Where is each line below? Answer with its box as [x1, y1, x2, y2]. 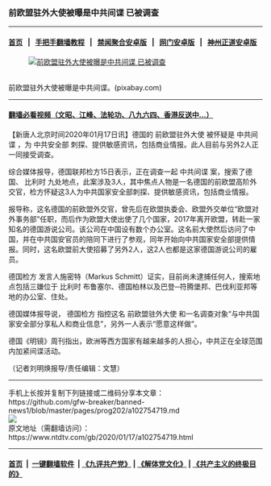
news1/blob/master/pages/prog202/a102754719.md [8, 405, 180, 415]
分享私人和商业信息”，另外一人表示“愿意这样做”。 [35, 318, 202, 328]
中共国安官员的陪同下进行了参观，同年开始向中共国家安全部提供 [35, 234, 248, 243]
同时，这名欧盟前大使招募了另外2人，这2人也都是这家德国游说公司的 [22, 244, 251, 254]
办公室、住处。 [22, 292, 73, 301]
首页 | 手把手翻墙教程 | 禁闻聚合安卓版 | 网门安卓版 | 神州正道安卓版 [8, 37, 257, 47]
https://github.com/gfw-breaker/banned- [8, 397, 145, 406]
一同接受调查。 [8, 149, 58, 159]
